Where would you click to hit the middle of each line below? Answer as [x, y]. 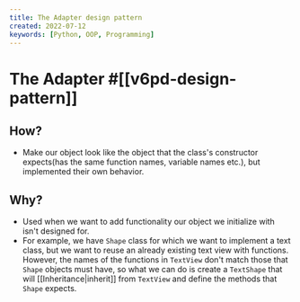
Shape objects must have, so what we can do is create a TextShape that [152, 270]
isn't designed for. [56, 231]
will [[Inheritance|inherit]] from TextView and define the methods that [150, 279]
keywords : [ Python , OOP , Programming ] [82, 34]
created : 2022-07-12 [48, 26]
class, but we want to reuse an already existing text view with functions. [155, 250]
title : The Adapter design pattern [76, 18]
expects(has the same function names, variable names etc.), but [141, 162]
